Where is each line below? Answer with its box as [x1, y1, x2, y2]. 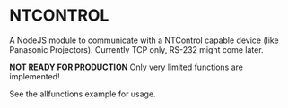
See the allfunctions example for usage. [9, 88, 156, 99]
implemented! [9, 71, 60, 81]
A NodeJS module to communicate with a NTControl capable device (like [9, 35, 280, 46]
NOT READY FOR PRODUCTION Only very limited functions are [9, 62, 244, 72]
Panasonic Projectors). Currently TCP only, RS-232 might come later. [9, 44, 264, 54]
